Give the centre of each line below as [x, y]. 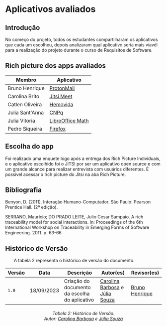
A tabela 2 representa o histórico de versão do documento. [75, 261]
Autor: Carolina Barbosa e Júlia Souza [83, 319]
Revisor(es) [145, 273]
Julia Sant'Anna [26, 112]
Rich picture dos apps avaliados [55, 66]
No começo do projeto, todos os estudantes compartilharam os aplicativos [82, 39]
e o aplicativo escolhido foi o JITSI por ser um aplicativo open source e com [83, 163]
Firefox [58, 129]
